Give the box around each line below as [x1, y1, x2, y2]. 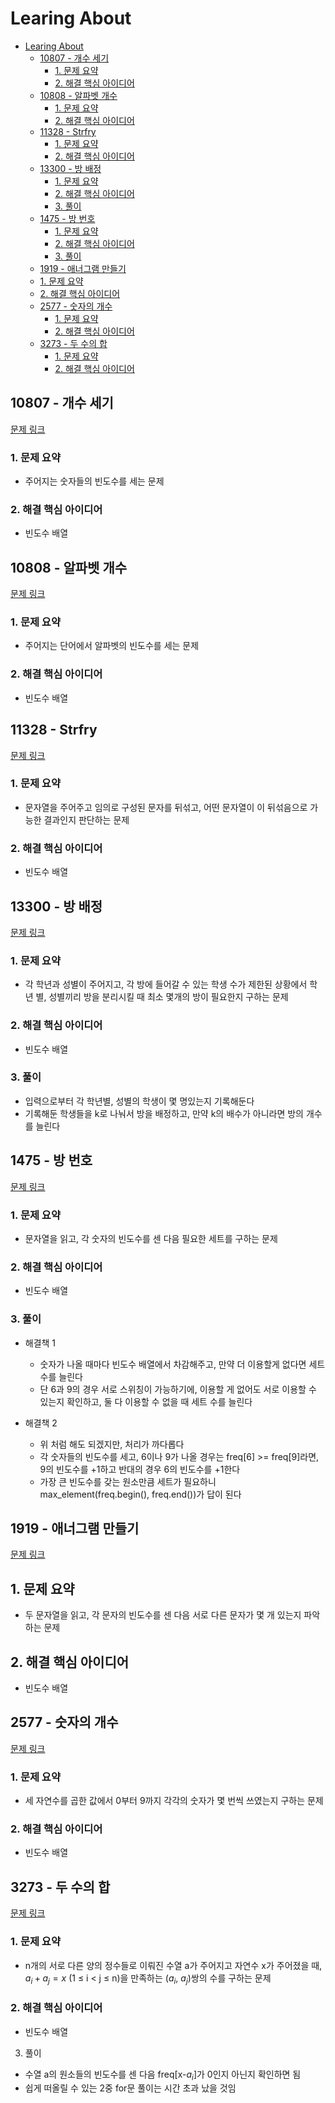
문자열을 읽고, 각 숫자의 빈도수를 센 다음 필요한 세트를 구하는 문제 [24, 1232, 278, 1244]
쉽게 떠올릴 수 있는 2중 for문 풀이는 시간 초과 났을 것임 [24, 2082, 237, 2094]
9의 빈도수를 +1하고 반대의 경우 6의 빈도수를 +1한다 [39, 1463, 241, 1475]
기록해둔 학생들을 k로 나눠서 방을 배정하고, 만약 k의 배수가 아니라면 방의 [24, 1107, 304, 1119]
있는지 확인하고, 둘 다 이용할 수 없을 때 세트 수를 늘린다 [39, 1395, 253, 1407]
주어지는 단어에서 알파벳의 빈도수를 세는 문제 [24, 640, 200, 652]
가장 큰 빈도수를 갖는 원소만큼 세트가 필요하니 [39, 1475, 217, 1487]
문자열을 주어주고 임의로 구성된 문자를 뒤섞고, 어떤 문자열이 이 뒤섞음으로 [24, 801, 308, 813]
